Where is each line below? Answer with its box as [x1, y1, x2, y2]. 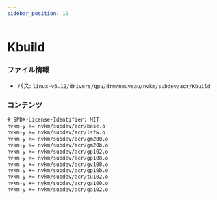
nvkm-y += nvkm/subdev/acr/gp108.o [7, 154, 109, 161]
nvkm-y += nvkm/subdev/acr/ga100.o [7, 180, 109, 187]
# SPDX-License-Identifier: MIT [7, 117, 99, 124]
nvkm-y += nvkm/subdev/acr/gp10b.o [7, 167, 109, 174]
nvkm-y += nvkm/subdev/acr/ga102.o [7, 186, 109, 193]
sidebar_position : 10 [7, 10, 69, 17]
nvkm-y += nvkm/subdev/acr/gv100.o [7, 161, 109, 168]
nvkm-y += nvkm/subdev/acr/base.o [7, 123, 106, 130]
